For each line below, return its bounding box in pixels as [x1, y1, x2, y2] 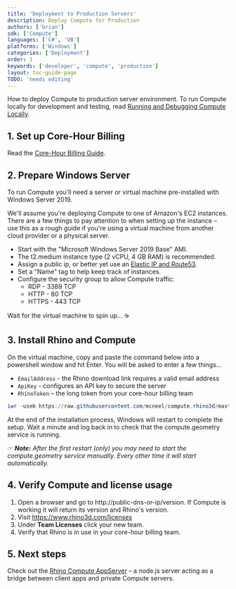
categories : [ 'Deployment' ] [7, 50, 90, 57]
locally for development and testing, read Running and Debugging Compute [7, 103, 226, 111]
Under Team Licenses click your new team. [17, 520, 144, 529]
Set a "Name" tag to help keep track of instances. [17, 268, 162, 276]
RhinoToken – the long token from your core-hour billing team [17, 389, 193, 397]
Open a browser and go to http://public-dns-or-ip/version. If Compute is [17, 498, 226, 506]
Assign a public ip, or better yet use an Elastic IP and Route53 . [17, 260, 198, 268]
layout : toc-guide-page [7, 69, 77, 76]
